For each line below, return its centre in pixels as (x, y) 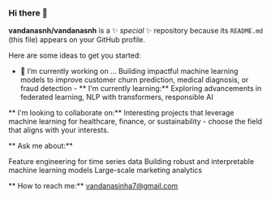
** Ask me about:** (41, 146)
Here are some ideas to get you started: (75, 55)
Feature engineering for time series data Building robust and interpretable (131, 162)
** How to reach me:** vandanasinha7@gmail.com (93, 186)
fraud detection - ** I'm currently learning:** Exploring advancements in (141, 89)
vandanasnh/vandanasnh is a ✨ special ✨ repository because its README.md (136, 31)
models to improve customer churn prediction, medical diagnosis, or (134, 80)
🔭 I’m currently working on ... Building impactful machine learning (129, 71)
